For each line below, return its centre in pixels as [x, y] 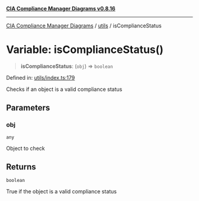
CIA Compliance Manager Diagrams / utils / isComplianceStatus [84, 26]
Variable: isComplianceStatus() [85, 50]
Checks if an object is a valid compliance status [64, 89]
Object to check [26, 148]
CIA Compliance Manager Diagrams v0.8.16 [61, 9]
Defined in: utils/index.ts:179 [41, 77]
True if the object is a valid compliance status [62, 191]
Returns [21, 167]
